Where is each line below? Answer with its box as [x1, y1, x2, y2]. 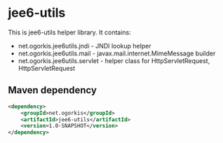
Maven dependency [8, 84, 97, 96]
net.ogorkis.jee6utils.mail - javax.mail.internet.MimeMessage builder [18, 49, 216, 57]
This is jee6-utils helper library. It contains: [8, 28, 132, 36]
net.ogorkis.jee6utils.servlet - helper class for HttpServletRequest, [18, 56, 210, 64]
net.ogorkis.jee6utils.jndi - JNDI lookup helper [18, 41, 151, 50]
